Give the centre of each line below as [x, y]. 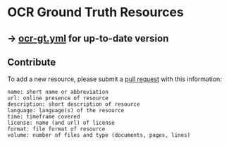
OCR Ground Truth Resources [96, 12]
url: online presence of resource [58, 98]
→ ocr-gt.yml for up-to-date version [88, 38]
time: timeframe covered [44, 117]
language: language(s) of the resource [66, 111]
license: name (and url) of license [61, 123]
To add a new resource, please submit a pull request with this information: [114, 79]
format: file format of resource [56, 129]
